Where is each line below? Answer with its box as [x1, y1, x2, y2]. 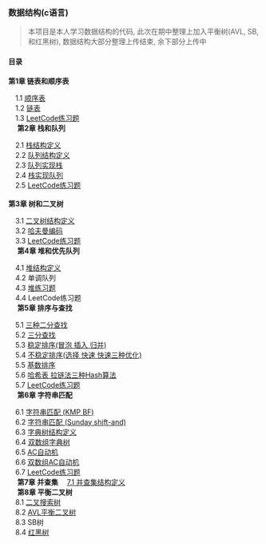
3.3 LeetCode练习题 [15, 236, 81, 245]
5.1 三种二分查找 [15, 320, 68, 329]
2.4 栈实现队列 [15, 170, 64, 179]
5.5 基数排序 [15, 360, 56, 369]
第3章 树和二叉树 [8, 199, 64, 208]
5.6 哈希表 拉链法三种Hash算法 [15, 370, 117, 380]
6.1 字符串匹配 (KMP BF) [15, 407, 94, 417]
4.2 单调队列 [15, 272, 57, 282]
